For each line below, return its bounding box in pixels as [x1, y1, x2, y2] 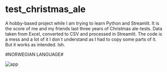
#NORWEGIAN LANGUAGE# [5, 51, 64, 57]
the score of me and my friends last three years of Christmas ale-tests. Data [5, 25, 162, 31]
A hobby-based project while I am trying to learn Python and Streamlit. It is [5, 20, 159, 26]
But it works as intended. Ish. [5, 41, 65, 47]
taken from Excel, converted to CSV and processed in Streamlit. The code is [5, 31, 162, 37]
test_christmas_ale [5, 4, 86, 15]
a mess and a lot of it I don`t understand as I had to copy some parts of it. [5, 36, 157, 42]
